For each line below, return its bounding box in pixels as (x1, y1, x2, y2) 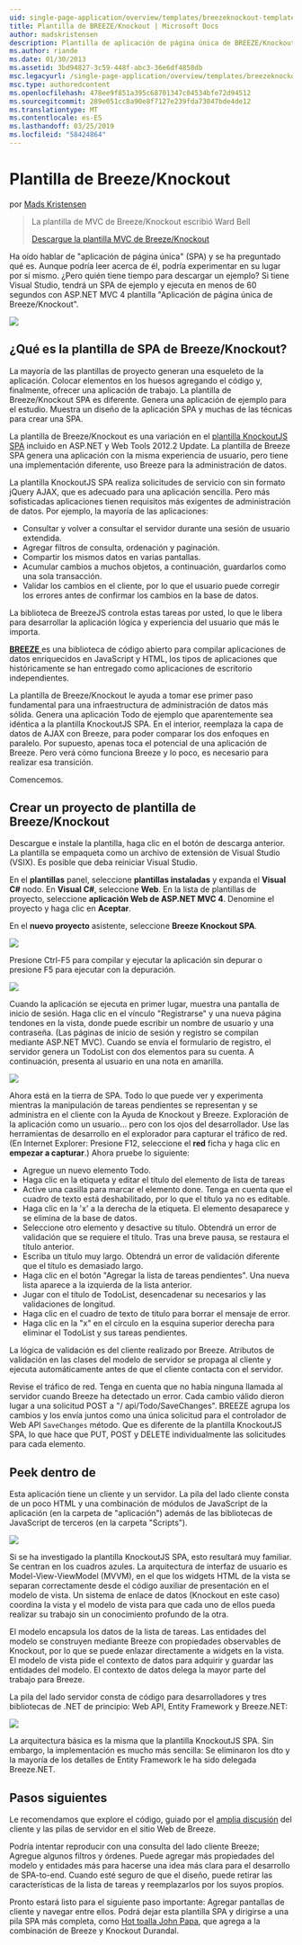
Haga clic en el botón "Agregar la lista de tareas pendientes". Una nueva (22, 1270, 290, 1281)
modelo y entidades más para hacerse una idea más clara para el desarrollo (9, 1860, 290, 1871)
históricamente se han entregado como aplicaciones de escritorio (9, 663, 253, 674)
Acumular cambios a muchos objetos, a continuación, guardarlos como (22, 561, 287, 572)
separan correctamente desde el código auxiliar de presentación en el (9, 1580, 270, 1592)
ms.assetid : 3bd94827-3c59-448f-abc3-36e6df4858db (9, 64, 203, 73)
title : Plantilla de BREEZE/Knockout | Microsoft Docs (9, 22, 219, 31)
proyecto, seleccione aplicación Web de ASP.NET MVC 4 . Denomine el (9, 894, 275, 905)
